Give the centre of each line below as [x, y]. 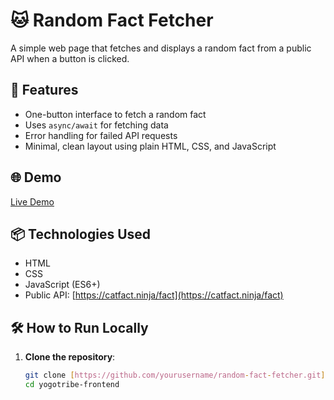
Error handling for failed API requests [101, 135]
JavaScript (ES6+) [62, 285]
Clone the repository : [70, 357]
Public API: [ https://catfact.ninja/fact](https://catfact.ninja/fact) [154, 295]
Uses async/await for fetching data [96, 125]
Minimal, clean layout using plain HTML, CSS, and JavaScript [150, 146]
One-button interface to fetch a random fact [115, 114]
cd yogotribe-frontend [72, 385]
